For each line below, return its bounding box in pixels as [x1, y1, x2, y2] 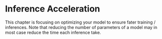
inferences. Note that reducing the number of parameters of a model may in [5, 24, 158, 30]
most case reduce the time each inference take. [5, 29, 101, 35]
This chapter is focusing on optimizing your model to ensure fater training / [5, 19, 156, 25]
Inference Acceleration [5, 3, 101, 14]
